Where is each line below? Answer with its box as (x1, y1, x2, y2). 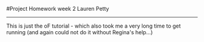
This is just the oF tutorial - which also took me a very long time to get (6, 22, 181, 29)
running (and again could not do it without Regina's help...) (6, 29, 153, 35)
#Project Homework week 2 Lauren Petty (6, 5, 109, 12)
